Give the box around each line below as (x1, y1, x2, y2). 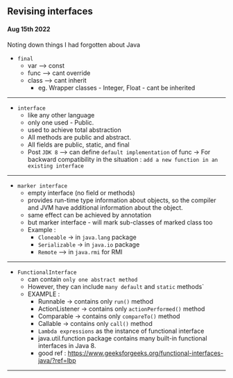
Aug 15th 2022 (7, 24, 51, 33)
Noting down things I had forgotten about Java (7, 40, 141, 49)
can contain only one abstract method (27, 274, 138, 283)
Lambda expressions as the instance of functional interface (37, 327, 205, 335)
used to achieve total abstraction (27, 125, 121, 134)
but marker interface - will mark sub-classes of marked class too (27, 218, 213, 227)
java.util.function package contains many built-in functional (37, 334, 207, 343)
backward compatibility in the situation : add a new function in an (27, 155, 218, 163)
